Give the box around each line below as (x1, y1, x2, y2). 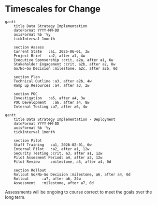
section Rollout (14, 168, 47, 173)
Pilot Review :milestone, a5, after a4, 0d (14, 159, 111, 164)
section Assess (14, 45, 44, 49)
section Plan (14, 74, 40, 79)
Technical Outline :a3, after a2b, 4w (14, 79, 92, 83)
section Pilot (14, 138, 42, 143)
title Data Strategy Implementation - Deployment (14, 117, 116, 122)
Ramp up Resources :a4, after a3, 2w (14, 83, 90, 88)
